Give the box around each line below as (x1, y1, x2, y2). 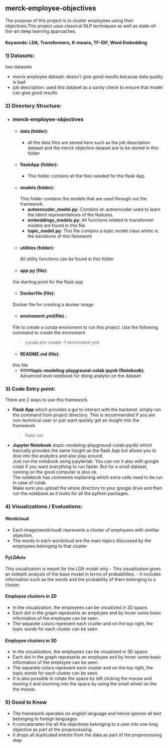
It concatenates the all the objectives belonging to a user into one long (12, 721, 158, 727)
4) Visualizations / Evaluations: (5, 503, 83, 510)
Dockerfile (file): (20, 290, 55, 297)
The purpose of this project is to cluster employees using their (5, 17, 134, 23)
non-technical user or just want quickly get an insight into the (12, 417, 139, 423)
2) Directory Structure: (5, 102, 62, 109)
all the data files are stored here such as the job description (27, 139, 150, 145)
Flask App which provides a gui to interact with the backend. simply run (12, 407, 161, 413)
